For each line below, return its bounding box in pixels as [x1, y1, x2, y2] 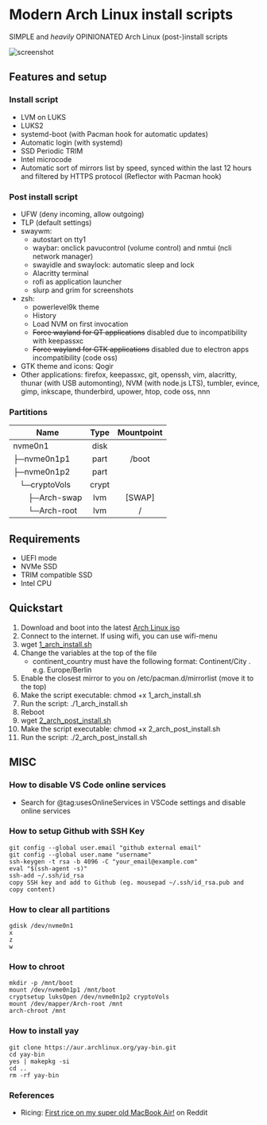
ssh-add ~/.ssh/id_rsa [9, 871, 84, 879]
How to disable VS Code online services [9, 779, 166, 790]
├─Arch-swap [28, 492, 83, 503]
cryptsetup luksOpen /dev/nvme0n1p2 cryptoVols [9, 993, 170, 1001]
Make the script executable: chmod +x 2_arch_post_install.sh [20, 723, 221, 733]
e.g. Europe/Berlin [32, 665, 92, 674]
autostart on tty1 [32, 235, 87, 244]
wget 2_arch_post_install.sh [20, 716, 112, 725]
